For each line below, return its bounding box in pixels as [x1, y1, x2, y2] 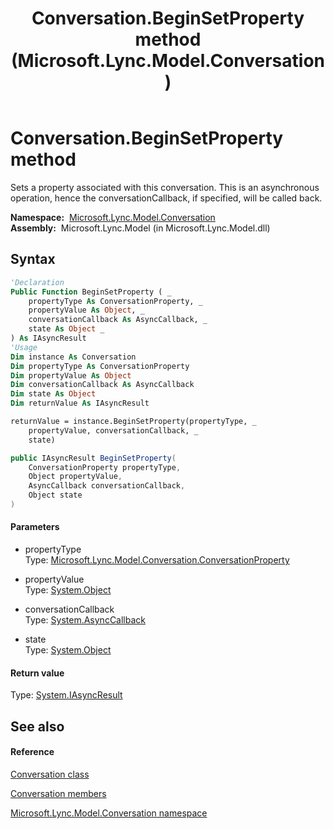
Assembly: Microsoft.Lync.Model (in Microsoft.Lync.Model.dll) [10, 222, 271, 234]
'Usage [10, 342, 38, 352]
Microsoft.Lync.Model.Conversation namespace [10, 807, 208, 819]
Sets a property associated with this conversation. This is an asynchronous [10, 181, 320, 193]
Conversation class [10, 768, 90, 780]
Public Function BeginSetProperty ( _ [10, 287, 172, 297]
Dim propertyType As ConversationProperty [10, 361, 190, 371]
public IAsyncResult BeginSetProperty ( [10, 453, 177, 463]
